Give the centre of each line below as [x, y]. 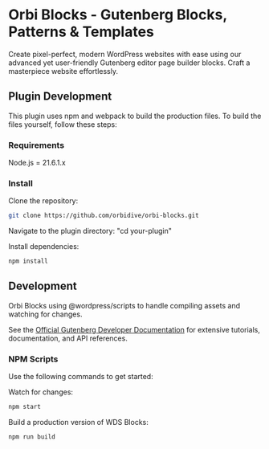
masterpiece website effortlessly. [63, 71]
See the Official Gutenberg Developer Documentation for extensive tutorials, [134, 329]
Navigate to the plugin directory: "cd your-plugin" [90, 231]
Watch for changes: [41, 392]
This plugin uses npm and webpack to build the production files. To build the [135, 116]
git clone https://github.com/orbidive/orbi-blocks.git [104, 216]
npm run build [32, 437]
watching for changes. [45, 314]
